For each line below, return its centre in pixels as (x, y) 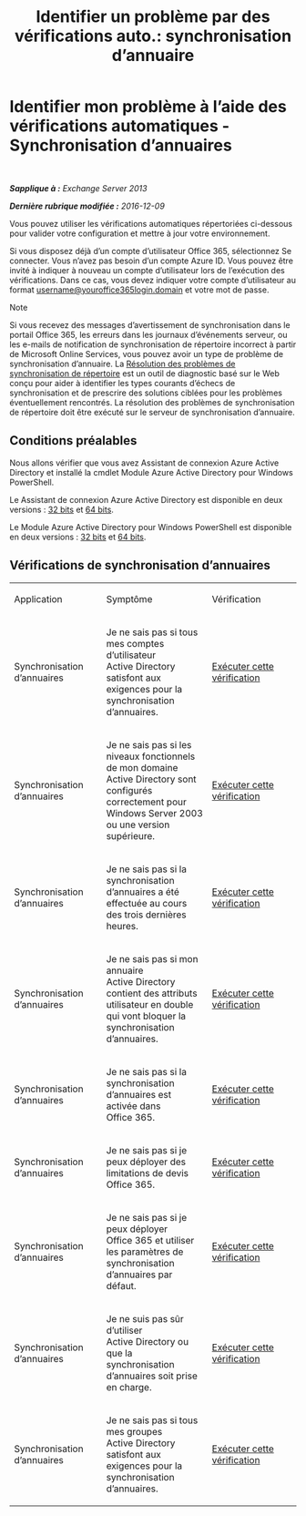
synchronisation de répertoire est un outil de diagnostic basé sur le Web (145, 373)
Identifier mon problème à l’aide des (148, 107)
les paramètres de (145, 1252)
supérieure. (131, 835)
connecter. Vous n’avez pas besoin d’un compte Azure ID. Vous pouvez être (152, 261)
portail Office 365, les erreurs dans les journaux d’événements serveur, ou (148, 334)
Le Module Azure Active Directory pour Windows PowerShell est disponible (151, 527)
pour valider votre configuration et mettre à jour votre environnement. (140, 233)
